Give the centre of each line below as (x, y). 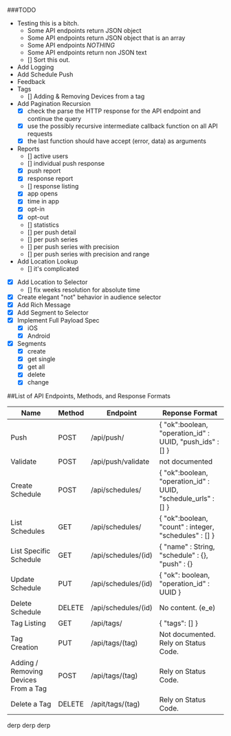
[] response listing (53, 186)
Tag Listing (28, 623)
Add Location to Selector (52, 282)
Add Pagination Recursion (54, 104)
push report (44, 171)
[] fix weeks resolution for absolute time (84, 290)
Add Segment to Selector (53, 312)
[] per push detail (52, 232)
